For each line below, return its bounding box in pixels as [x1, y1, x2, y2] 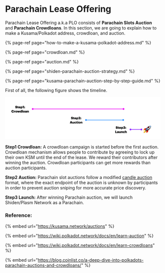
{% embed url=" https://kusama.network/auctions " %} [5, 223, 115, 229]
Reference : [5, 212, 33, 219]
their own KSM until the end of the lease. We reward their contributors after [5, 154, 158, 160]
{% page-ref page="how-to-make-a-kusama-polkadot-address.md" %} [5, 39, 152, 45]
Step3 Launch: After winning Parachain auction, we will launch [5, 194, 133, 200]
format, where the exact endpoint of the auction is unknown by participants [5, 180, 158, 185]
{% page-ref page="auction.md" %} [5, 59, 79, 64]
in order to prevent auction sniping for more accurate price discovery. [5, 185, 146, 191]
